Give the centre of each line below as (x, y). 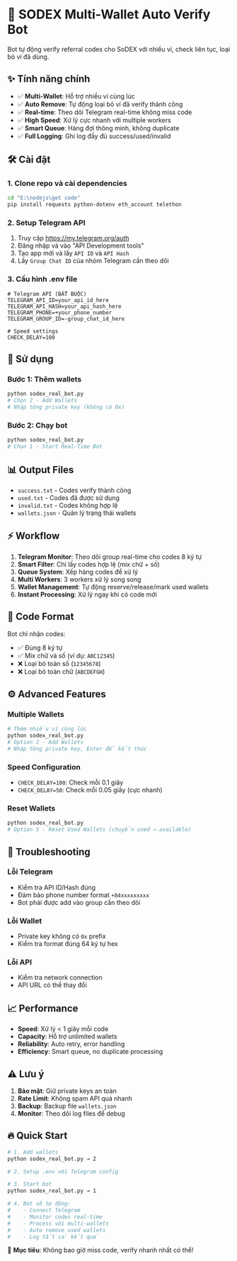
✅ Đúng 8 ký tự (40, 648)
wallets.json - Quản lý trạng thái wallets (77, 513)
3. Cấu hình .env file (42, 279)
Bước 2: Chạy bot (37, 426)
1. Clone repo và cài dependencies (67, 184)
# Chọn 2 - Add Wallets (42, 401)
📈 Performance (43, 1008)
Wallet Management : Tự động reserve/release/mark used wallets (113, 587)
